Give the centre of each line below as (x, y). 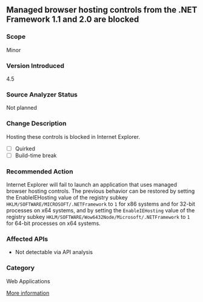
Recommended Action (40, 171)
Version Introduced (35, 65)
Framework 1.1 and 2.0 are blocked (73, 20)
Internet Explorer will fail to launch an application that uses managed (92, 185)
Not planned (22, 108)
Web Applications (28, 281)
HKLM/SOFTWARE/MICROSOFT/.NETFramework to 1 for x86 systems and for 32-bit (101, 204)
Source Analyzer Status (42, 95)
